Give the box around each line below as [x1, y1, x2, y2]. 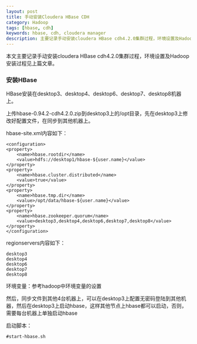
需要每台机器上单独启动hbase [6, 309, 78, 317]
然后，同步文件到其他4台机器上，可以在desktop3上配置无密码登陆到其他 [6, 295, 181, 302]
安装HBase [6, 75, 38, 84]
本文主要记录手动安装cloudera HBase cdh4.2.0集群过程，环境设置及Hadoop [6, 53, 189, 59]
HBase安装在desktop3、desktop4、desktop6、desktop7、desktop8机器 [6, 90, 182, 97]
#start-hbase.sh [6, 334, 46, 340]
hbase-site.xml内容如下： [6, 130, 68, 137]
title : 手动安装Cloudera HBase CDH [6, 14, 90, 20]
